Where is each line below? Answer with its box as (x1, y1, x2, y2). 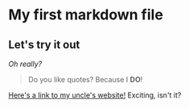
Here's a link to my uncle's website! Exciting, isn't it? (8, 90, 182, 100)
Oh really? (8, 59, 43, 69)
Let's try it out (8, 38, 80, 52)
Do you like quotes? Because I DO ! (27, 75, 143, 84)
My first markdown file (8, 6, 163, 24)
